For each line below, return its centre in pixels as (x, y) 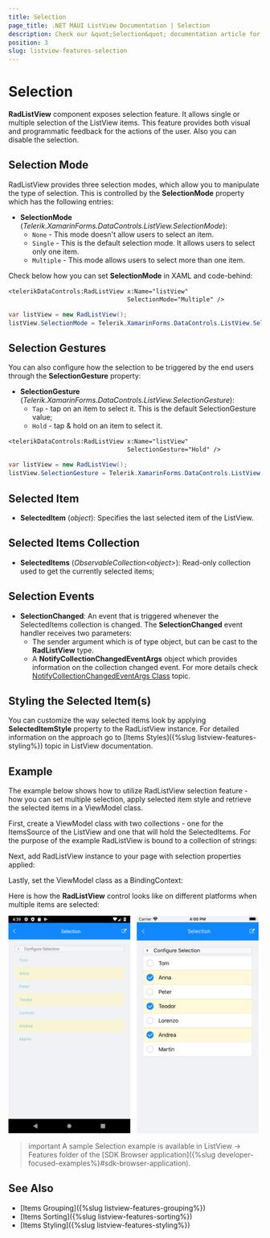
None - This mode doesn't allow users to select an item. (123, 234)
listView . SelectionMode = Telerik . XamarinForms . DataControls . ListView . (131, 323)
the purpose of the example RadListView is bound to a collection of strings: (133, 841)
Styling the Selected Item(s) (80, 701)
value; (42, 417)
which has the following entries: (61, 201)
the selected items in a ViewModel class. (76, 808)
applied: (22, 865)
